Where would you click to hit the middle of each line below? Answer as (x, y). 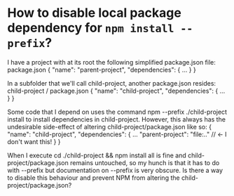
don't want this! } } (34, 141)
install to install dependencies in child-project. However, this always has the (117, 119)
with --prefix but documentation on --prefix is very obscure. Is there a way (115, 170)
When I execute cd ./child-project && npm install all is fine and (97, 155)
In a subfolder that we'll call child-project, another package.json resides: (111, 83)
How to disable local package (95, 13)
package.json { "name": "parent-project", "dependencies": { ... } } (102, 70)
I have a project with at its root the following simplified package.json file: (111, 62)
